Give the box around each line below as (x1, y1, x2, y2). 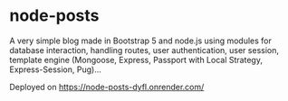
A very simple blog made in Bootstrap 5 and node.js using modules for (9, 35, 272, 46)
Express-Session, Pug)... (9, 64, 102, 75)
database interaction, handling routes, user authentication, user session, (9, 44, 279, 55)
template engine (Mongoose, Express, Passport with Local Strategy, (9, 54, 263, 65)
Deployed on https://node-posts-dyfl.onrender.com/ (9, 81, 205, 92)
